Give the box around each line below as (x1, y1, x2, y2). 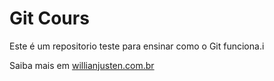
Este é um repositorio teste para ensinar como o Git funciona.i (9, 40, 265, 52)
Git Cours (9, 7, 90, 30)
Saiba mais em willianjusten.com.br (9, 59, 155, 71)
